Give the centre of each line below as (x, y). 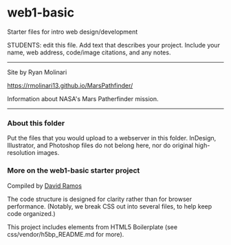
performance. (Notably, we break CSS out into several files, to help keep (110, 206)
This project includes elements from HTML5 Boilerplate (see (92, 227)
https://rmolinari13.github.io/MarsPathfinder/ (70, 85)
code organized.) (32, 213)
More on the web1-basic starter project (74, 171)
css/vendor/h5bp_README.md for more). (66, 234)
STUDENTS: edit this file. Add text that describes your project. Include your (113, 45)
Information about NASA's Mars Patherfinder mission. (83, 98)
